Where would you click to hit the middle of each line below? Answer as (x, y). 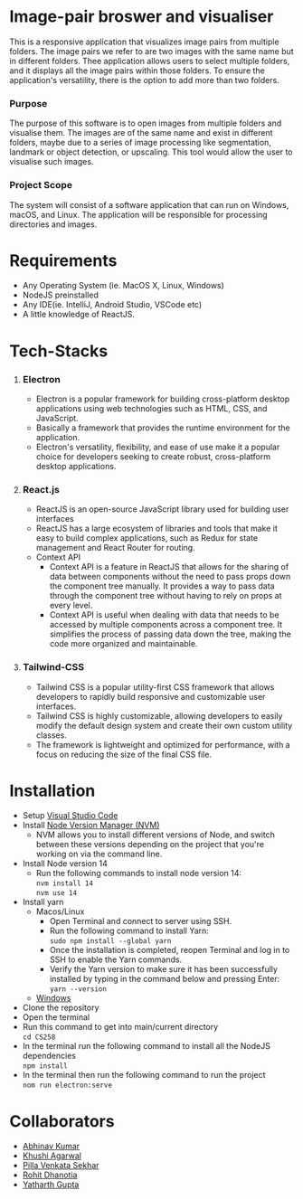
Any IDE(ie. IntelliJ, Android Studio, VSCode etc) (112, 305)
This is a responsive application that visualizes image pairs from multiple (144, 42)
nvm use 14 (57, 893)
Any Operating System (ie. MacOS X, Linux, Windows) (123, 286)
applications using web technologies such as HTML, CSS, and (151, 408)
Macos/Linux (60, 911)
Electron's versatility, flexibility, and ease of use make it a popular (158, 447)
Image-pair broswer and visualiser (142, 17)
